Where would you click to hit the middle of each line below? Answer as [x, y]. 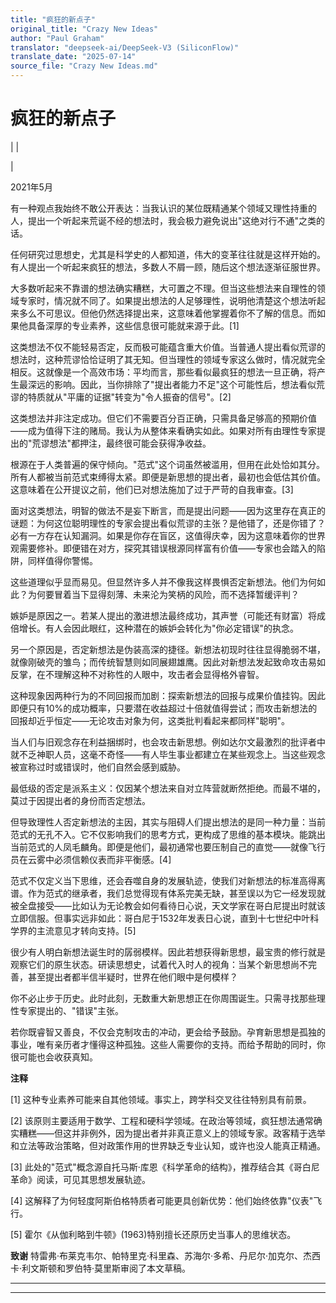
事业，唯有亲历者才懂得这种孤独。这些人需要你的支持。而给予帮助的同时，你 [168, 1044]
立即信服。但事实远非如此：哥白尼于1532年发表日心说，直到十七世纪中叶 [160, 918]
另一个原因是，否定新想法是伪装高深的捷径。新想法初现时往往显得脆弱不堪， [168, 649]
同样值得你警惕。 [62, 560]
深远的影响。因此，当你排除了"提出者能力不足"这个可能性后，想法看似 [172, 384]
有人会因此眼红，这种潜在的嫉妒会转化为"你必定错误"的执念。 [172, 628]
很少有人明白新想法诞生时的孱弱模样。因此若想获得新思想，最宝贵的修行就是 [168, 952]
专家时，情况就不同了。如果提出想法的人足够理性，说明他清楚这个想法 [163, 300]
